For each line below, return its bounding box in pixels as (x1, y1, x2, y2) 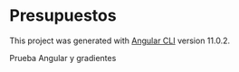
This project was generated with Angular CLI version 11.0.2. (9, 35, 231, 46)
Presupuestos (9, 5, 117, 26)
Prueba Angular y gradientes (9, 52, 117, 63)
